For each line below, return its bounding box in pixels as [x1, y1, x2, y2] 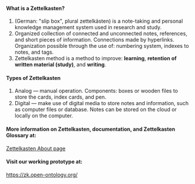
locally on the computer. [14, 112, 73, 119]
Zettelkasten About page [6, 145, 66, 152]
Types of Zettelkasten [6, 74, 61, 81]
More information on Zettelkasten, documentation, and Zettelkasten [6, 126, 176, 133]
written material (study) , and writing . [14, 61, 107, 68]
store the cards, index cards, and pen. [14, 93, 107, 100]
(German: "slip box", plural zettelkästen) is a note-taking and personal [14, 18, 183, 25]
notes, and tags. [14, 48, 54, 55]
